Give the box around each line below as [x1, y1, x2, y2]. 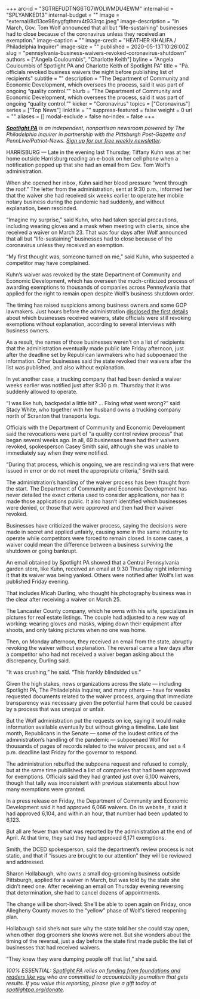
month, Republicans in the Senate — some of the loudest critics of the [6, 730, 179, 736]
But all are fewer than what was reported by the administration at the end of [6, 828, 192, 835]
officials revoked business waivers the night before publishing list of [6, 69, 174, 75]
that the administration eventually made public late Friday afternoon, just [6, 345, 184, 351]
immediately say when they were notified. [6, 449, 109, 456]
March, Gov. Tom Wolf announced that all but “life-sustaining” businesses [6, 24, 188, 31]
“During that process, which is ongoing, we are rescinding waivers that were [6, 461, 194, 468]
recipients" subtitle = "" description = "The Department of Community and [6, 75, 189, 82]
